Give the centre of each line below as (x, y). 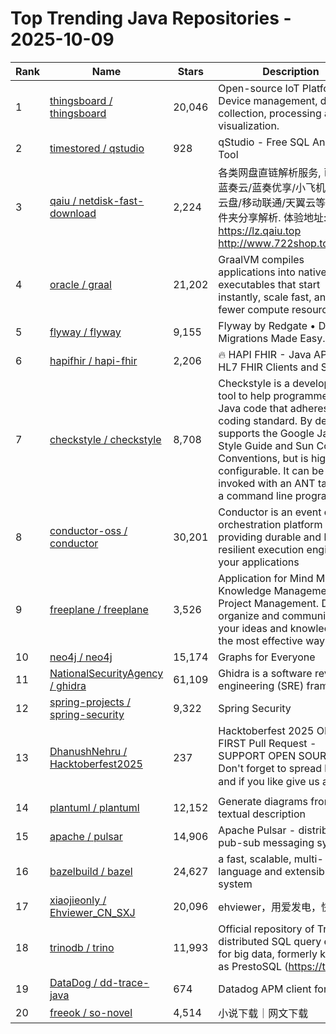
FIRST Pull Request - (267, 743)
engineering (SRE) (261, 685)
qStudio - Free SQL (264, 142)
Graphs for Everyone (267, 657)
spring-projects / (90, 702)
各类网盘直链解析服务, (270, 172)
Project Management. (269, 603)
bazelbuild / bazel (91, 871)
